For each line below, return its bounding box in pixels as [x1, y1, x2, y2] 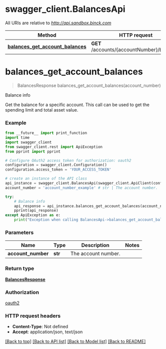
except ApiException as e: [5, 213, 61, 218]
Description [81, 242, 110, 249]
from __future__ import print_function [5, 130, 87, 136]
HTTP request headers [5, 312, 61, 319]
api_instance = [5, 181, 37, 186]
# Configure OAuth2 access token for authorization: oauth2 [5, 158, 132, 163]
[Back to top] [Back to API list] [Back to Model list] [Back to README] [5, 339, 146, 345]
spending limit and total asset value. [5, 107, 79, 113]
